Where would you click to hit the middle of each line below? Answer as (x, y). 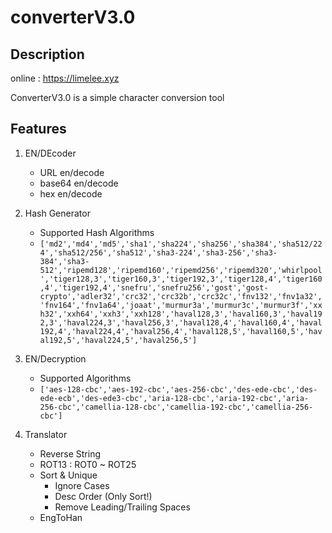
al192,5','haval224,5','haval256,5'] (118, 340)
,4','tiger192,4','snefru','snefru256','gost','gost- (154, 287)
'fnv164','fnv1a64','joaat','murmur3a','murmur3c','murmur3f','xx (181, 305)
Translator (46, 434)
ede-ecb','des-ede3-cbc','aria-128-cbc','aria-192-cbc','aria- (174, 398)
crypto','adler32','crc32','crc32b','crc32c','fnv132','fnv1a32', (181, 296)
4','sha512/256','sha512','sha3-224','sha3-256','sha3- (158, 252)
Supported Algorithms (85, 378)
